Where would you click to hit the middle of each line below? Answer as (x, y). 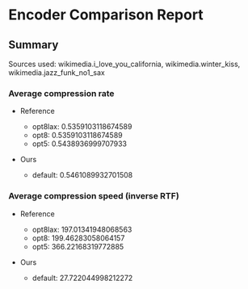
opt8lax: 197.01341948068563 (82, 229)
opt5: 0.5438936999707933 (80, 144)
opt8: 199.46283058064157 (78, 238)
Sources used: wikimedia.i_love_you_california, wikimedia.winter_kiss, (124, 64)
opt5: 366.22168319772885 (78, 246)
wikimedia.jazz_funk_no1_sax (57, 73)
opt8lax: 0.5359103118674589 (82, 127)
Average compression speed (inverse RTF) (94, 196)
